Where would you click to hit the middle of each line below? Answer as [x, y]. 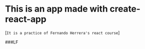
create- [125, 9]
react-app [26, 19]
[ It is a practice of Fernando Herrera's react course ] [62, 33]
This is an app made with [57, 9]
